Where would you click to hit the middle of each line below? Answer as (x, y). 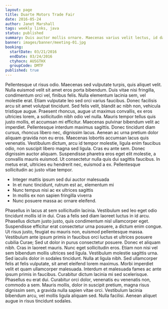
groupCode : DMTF (26, 66)
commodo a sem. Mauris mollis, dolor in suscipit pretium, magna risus (77, 285)
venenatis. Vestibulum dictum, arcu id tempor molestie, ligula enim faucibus (83, 143)
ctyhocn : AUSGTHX (28, 61)
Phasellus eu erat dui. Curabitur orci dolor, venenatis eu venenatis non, (78, 279)
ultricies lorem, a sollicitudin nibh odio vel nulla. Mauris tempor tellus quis (80, 116)
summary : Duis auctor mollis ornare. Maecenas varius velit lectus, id (81, 38)
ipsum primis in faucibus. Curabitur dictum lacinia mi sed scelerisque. (77, 274)
